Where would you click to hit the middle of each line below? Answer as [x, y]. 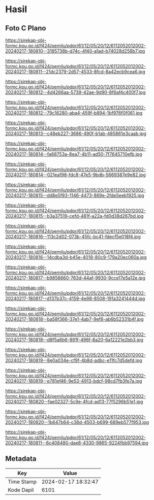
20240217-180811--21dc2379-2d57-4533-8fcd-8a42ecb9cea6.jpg [75, 72]
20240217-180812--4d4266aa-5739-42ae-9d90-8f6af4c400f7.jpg [75, 92]
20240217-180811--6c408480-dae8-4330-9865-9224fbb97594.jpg [77, 443]
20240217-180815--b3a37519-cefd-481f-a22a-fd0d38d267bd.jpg [74, 216]
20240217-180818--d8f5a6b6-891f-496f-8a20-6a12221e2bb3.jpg [74, 340]
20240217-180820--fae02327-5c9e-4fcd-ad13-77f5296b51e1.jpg [74, 402]
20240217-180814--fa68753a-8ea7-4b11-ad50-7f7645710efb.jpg [74, 154]
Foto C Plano [26, 28]
